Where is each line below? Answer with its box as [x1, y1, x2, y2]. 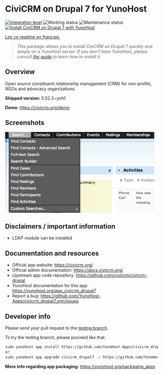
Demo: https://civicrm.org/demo [5, 104, 70, 110]
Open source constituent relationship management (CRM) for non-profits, [5, 81, 152, 86]
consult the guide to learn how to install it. [16, 53, 101, 59]
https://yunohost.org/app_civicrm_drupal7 [12, 288, 97, 294]
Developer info [5, 312, 51, 321]
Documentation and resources [5, 249, 99, 258]
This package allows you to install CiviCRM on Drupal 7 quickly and [16, 43, 153, 49]
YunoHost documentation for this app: [12, 283, 89, 289]
